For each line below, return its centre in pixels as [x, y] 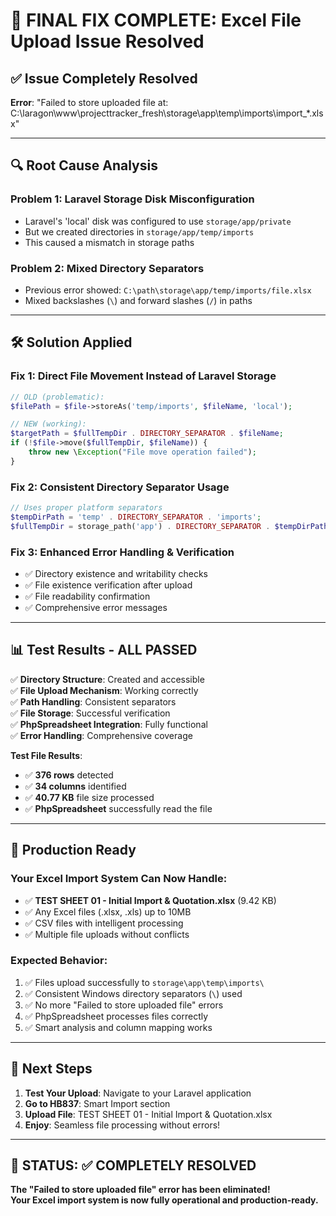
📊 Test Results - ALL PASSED [104, 650]
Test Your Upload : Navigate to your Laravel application [138, 1093]
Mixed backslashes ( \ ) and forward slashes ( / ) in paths [138, 300]
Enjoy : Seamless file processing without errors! [122, 1125]
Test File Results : [46, 755]
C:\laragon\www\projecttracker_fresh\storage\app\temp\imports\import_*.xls [167, 113]
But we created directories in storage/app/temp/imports [139, 231]
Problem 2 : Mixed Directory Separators [107, 268]
